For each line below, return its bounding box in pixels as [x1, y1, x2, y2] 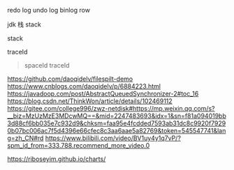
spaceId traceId [24, 61, 70, 69]
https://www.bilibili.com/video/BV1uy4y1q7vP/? [45, 134, 182, 142]
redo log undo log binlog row [7, 6, 91, 14]
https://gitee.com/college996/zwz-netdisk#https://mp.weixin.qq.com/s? [7, 105, 215, 112]
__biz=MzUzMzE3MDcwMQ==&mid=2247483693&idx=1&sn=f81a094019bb [7, 111, 227, 120]
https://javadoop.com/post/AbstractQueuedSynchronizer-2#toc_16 [7, 90, 199, 98]
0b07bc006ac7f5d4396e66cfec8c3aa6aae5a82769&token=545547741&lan [7, 127, 226, 134]
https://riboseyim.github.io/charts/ [7, 155, 106, 163]
